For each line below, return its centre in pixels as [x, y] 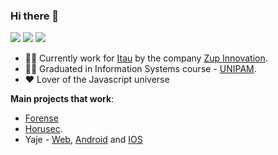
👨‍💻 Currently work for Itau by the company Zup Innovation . [146, 58]
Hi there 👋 [35, 16]
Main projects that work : [62, 99]
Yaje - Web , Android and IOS [83, 140]
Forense [41, 118]
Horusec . [43, 129]
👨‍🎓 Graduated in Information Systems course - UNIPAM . [140, 69]
